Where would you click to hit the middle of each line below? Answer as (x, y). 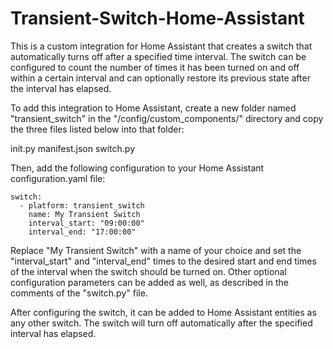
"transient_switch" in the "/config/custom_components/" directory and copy (167, 118)
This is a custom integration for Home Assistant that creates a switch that (161, 46)
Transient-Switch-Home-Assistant (157, 18)
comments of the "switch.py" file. (79, 293)
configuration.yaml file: (58, 178)
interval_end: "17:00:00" (82, 232)
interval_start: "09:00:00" (86, 223)
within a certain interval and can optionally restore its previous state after (160, 78)
